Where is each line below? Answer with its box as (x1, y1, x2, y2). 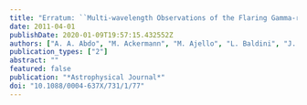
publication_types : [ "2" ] (9, 47, 108, 57)
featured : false (9, 65, 71, 74)
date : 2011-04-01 (9, 22, 76, 31)
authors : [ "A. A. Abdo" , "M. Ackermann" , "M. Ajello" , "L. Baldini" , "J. (9, 38, 297, 48)
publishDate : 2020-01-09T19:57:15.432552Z (9, 30, 174, 39)
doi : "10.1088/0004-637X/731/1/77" (9, 81, 145, 90)
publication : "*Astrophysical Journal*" (9, 73, 166, 82)
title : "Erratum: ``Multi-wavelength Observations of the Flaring (9, 13, 268, 23)
